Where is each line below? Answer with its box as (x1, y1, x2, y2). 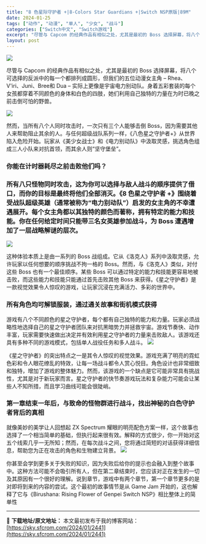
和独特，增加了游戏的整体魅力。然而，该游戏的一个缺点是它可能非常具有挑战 (6, 367, 200, 374)
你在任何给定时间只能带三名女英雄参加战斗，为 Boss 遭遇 (18, 216, 188, 225)
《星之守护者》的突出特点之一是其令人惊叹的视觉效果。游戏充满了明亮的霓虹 (6, 352, 200, 359)
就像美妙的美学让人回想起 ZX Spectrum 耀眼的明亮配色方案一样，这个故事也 (6, 424, 199, 431)
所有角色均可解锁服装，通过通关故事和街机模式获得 (6, 301, 158, 309)
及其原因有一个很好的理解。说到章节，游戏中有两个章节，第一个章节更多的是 (6, 475, 200, 483)
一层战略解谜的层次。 (18, 226, 82, 234)
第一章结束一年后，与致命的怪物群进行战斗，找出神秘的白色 (6, 399, 183, 408)
